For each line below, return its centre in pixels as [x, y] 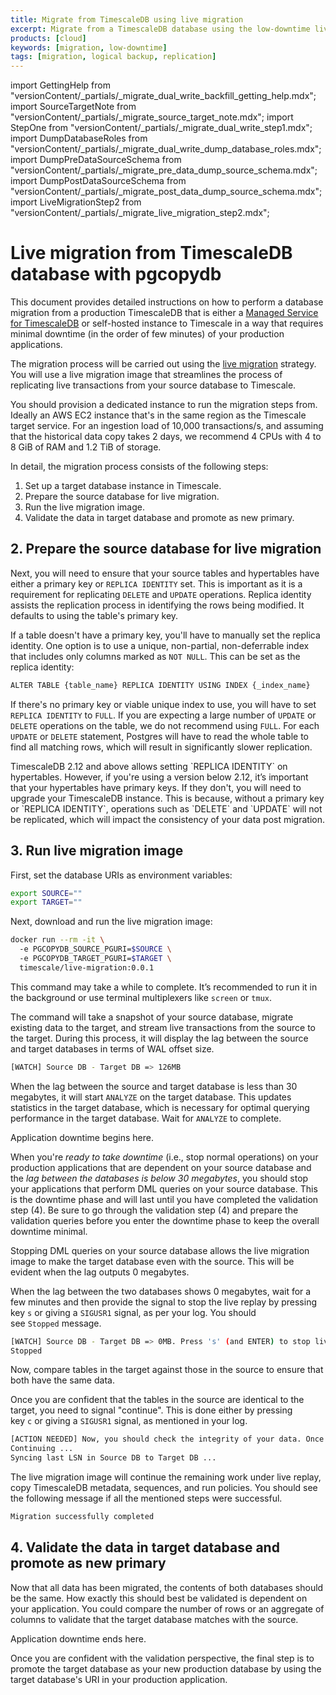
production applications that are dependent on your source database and [161, 1167]
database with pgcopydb [116, 274]
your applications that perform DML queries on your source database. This [164, 1188]
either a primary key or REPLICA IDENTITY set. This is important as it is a [156, 583]
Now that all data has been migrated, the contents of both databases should [167, 1587]
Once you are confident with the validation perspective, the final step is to [162, 1658]
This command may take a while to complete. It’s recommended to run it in [164, 987]
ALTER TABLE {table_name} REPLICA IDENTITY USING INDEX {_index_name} [160, 685]
